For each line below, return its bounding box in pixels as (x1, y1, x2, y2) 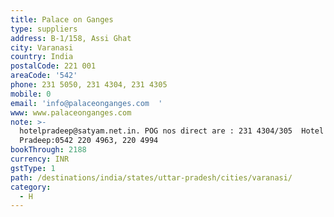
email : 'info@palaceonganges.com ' (10, 98, 163, 108)
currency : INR (10, 154, 70, 164)
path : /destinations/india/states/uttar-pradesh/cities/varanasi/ (10, 172, 293, 183)
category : (10, 182, 52, 192)
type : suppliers (10, 24, 78, 34)
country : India (10, 52, 74, 62)
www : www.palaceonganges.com (10, 107, 132, 118)
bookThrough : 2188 (10, 145, 87, 155)
